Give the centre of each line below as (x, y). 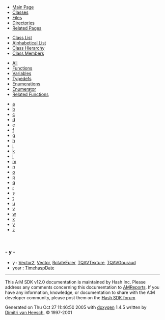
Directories (23, 23)
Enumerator (24, 89)
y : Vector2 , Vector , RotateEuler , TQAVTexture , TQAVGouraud (74, 263)
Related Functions (30, 94)
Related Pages (27, 28)
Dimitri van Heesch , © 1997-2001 (39, 313)
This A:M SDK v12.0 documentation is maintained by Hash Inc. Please (75, 282)
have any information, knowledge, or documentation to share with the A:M (80, 292)
